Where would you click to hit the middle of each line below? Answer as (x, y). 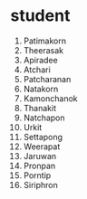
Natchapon (44, 118)
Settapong (43, 137)
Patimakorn (45, 41)
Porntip (37, 175)
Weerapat (42, 147)
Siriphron (40, 185)
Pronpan (39, 166)
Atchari (37, 70)
